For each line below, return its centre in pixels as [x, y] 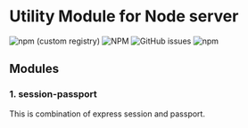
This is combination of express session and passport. [107, 114]
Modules [34, 69]
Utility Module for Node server [124, 16]
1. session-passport [54, 94]
